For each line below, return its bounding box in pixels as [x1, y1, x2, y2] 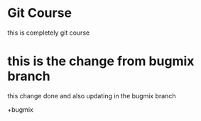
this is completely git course [7, 28, 90, 37]
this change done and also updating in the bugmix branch [7, 91, 176, 100]
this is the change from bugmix [7, 53, 195, 69]
